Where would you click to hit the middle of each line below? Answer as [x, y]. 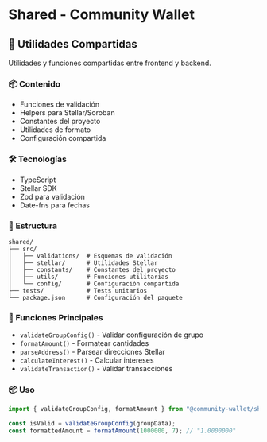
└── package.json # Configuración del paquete [95, 297]
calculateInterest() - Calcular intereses [87, 360]
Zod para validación [52, 196]
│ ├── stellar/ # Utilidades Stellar [83, 263]
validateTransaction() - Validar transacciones [96, 369]
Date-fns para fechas [54, 205]
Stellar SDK [38, 188]
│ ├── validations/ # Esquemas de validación [90, 256]
